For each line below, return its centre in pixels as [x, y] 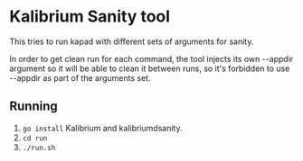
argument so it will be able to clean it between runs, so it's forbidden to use [150, 68]
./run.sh [39, 148]
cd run [35, 138]
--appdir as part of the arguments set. [80, 77]
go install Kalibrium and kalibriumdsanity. [102, 128]
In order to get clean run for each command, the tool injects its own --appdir [151, 58]
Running [34, 107]
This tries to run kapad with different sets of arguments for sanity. [132, 41]
